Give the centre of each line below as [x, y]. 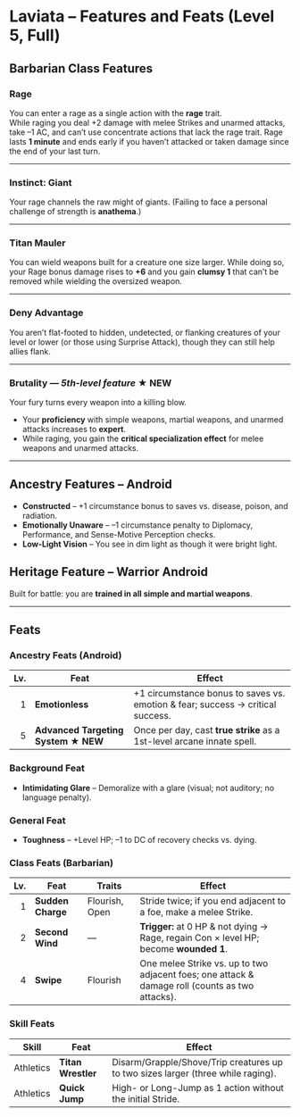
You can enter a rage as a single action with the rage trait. [116, 113]
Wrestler [78, 1073]
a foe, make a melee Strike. [196, 913]
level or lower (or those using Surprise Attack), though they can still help [142, 342]
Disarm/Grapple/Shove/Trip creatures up [197, 1062]
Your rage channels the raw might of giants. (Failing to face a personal [138, 202]
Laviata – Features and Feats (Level [142, 17]
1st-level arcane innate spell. [195, 741]
